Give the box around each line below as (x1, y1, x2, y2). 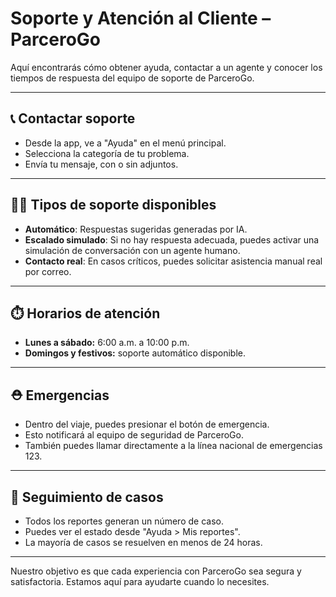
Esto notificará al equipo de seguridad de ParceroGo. (24, 429, 244, 441)
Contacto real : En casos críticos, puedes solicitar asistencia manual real (24, 255, 323, 267)
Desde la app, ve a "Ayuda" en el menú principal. (24, 137, 227, 149)
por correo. (24, 265, 72, 277)
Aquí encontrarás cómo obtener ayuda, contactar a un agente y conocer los (10, 61, 323, 73)
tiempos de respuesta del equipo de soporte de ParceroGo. (10, 72, 255, 84)
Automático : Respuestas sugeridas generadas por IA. (24, 223, 248, 235)
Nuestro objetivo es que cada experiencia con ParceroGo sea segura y (10, 565, 302, 577)
